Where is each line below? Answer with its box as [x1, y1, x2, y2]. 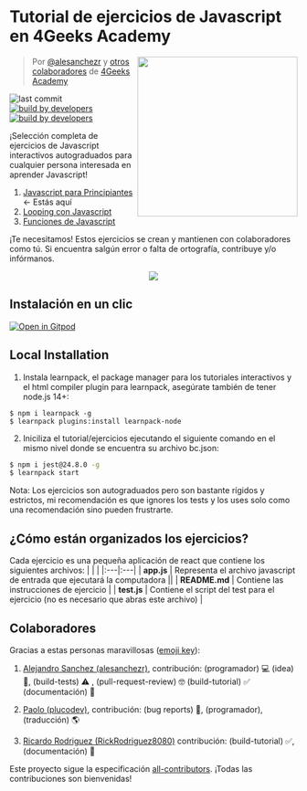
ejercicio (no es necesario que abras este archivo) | [9, 594, 204, 605]
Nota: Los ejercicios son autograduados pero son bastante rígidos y [9, 485, 265, 496]
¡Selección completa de [9, 130, 99, 141]
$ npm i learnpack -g [9, 408, 92, 417]
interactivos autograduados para [9, 149, 132, 161]
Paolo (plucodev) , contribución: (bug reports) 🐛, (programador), [22, 703, 263, 714]
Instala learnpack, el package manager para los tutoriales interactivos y [22, 372, 292, 383]
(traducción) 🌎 [22, 714, 80, 725]
